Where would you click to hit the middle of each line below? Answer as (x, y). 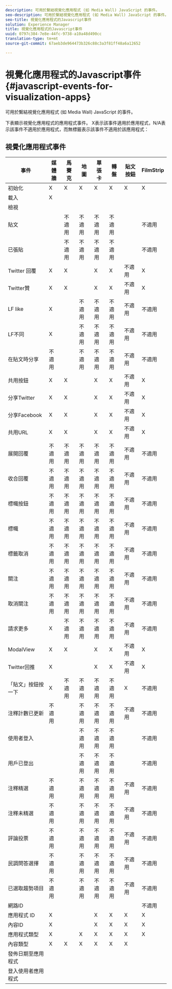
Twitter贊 (19, 288)
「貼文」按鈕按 (26, 684)
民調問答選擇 (24, 863)
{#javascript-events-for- (59, 86)
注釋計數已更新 (26, 713)
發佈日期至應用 (26, 954)
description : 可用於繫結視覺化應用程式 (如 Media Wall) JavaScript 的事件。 (82, 10)
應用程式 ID (21, 915)
